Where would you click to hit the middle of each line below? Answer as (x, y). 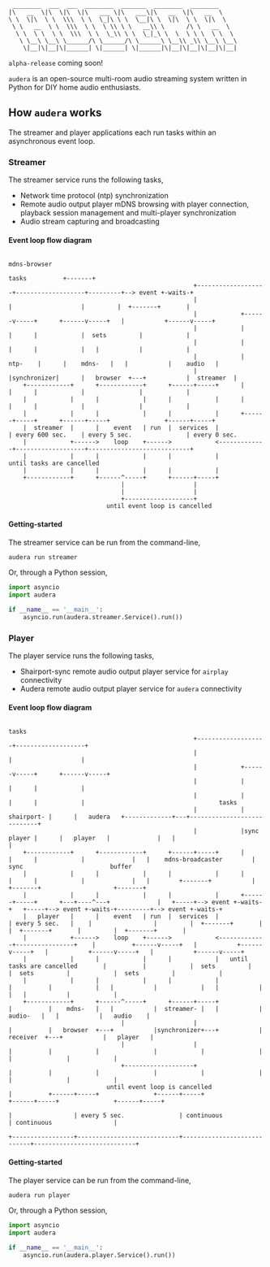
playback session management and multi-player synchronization (128, 213)
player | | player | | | (92, 839)
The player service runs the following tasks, (81, 656)
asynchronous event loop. (52, 141)
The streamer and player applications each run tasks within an (112, 132)
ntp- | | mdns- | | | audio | (114, 364)
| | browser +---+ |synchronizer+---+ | (136, 1031)
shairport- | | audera (60, 817)
